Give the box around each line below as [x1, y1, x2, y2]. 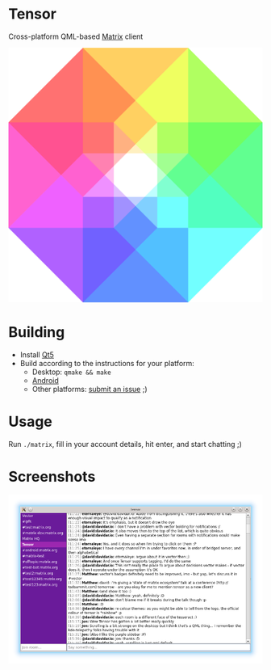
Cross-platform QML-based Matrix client [8, 32, 144, 41]
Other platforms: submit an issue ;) [31, 384, 148, 394]
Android [31, 375, 59, 385]
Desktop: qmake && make [31, 367, 111, 377]
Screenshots [8, 468, 96, 486]
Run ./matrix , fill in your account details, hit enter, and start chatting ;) [8, 439, 242, 449]
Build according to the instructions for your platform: [19, 358, 195, 368]
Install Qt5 [19, 349, 55, 360]
